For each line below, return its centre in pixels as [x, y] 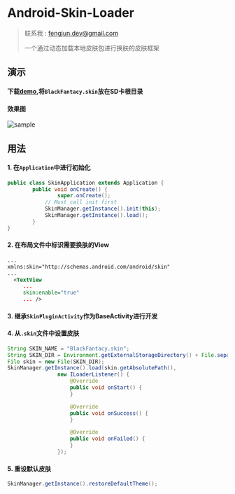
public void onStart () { [106, 388]
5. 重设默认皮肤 [29, 468]
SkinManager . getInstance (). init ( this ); [102, 209]
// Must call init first [81, 202]
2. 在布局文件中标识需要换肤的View [58, 245]
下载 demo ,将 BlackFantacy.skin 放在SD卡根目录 [75, 91]
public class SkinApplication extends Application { [86, 183]
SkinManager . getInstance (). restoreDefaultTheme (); [83, 484]
